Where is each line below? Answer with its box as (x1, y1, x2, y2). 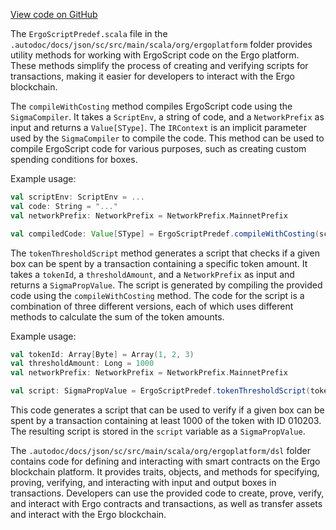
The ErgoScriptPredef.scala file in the (10, 28, 168, 39)
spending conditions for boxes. (10, 154, 138, 165)
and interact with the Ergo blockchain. (10, 509, 167, 520)
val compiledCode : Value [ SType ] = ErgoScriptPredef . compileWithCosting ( (10, 229, 320, 239)
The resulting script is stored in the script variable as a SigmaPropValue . (10, 425, 306, 437)
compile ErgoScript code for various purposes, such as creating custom (10, 143, 307, 154)
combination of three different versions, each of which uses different (10, 300, 294, 312)
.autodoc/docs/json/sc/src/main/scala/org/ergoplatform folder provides (10, 39, 313, 50)
